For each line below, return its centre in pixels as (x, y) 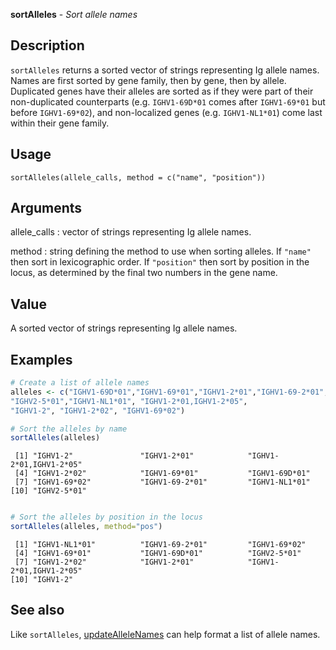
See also (37, 610)
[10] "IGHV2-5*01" (48, 491)
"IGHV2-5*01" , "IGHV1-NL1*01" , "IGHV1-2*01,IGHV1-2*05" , (129, 401)
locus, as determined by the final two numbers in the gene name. (144, 273)
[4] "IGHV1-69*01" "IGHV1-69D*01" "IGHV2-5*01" (158, 554)
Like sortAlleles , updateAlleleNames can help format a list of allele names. (165, 634)
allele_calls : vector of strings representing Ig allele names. (131, 232)
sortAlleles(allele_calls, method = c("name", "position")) (138, 177)
